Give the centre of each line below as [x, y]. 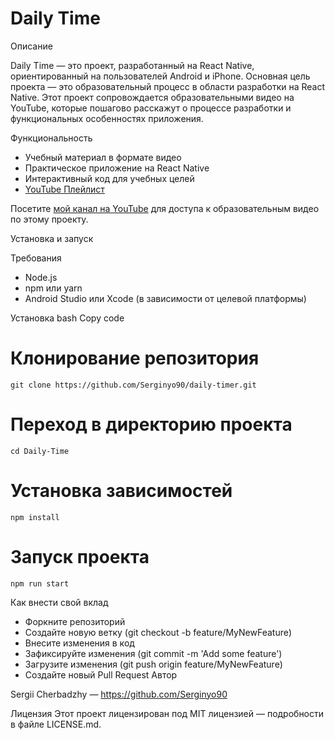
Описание [31, 46]
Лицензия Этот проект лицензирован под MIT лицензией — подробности [167, 713]
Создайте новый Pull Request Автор [101, 674]
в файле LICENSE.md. [56, 724]
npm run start [40, 583]
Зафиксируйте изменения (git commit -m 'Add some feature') [153, 653]
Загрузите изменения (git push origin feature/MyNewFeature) [153, 664]
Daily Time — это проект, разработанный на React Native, [132, 65]
